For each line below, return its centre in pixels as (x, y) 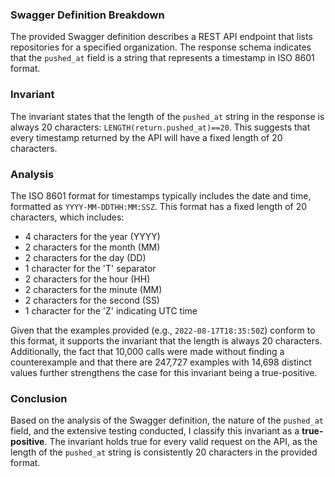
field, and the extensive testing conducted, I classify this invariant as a (155, 431)
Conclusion (39, 398)
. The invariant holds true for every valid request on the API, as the (181, 442)
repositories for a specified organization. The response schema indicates (161, 47)
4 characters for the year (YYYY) (92, 236)
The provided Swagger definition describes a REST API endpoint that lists (161, 37)
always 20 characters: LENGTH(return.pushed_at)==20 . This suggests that (160, 127)
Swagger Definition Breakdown (87, 15)
